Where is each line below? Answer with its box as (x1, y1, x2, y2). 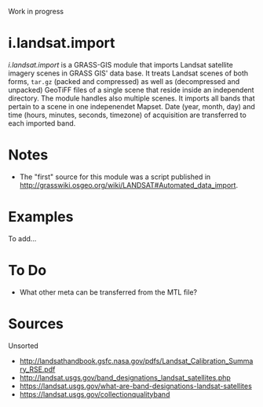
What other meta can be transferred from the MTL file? (19, 287, 198, 297)
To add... (8, 233, 37, 243)
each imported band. (8, 118, 76, 128)
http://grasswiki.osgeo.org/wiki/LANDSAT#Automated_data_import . (19, 180, 238, 189)
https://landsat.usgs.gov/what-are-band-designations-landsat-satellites (19, 381, 253, 390)
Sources (8, 314, 64, 332)
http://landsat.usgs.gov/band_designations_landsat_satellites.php (19, 372, 232, 382)
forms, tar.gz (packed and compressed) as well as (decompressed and (8, 76, 240, 86)
